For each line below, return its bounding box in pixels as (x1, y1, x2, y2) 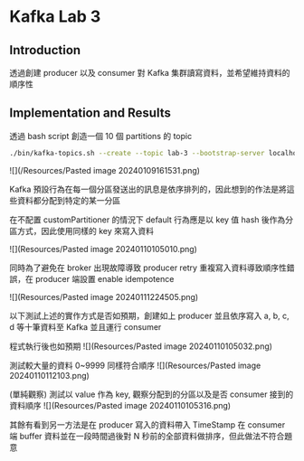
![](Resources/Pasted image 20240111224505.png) (9, 291, 199, 302)
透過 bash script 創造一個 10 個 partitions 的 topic (9, 130, 193, 141)
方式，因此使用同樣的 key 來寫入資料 (16, 225, 154, 236)
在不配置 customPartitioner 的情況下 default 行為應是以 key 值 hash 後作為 (9, 214, 286, 225)
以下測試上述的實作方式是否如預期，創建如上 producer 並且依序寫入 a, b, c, (9, 310, 290, 321)
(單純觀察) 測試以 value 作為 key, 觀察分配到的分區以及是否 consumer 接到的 (9, 389, 294, 400)
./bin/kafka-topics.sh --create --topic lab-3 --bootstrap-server (9, 148, 265, 157)
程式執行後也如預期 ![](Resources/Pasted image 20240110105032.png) (9, 341, 273, 352)
